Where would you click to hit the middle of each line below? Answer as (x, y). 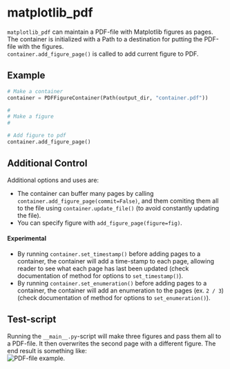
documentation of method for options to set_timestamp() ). (100, 276)
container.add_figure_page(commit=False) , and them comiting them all (118, 201)
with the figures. (41, 46)
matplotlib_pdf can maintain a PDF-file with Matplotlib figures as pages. (110, 32)
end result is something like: (47, 350)
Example (26, 76)
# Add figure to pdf (37, 136)
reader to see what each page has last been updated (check (103, 268)
